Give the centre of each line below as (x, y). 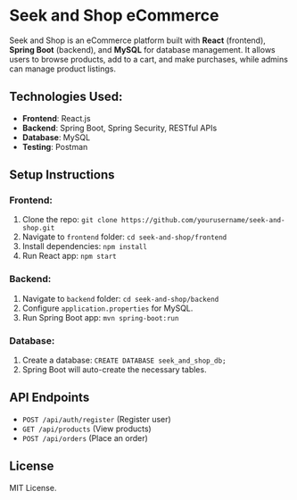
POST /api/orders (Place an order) (85, 437)
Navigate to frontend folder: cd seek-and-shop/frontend (124, 237)
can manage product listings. (62, 69)
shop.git (38, 229)
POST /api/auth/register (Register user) (96, 419)
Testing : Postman (55, 146)
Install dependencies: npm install (84, 246)
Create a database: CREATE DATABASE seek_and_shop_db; (124, 360)
